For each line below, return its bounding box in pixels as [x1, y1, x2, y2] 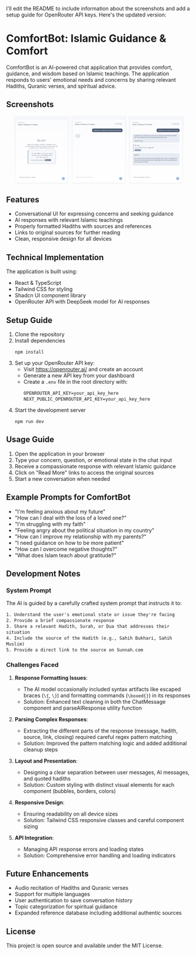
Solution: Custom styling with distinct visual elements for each [23, 781, 175, 788]
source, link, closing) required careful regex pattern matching [23, 733, 172, 740]
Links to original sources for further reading [14, 229, 121, 236]
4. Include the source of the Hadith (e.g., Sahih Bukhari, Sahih [6, 635, 172, 641]
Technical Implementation [6, 252, 104, 262]
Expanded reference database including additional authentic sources [14, 909, 182, 917]
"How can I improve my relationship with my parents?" [14, 533, 147, 540]
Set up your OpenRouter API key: [14, 360, 95, 367]
